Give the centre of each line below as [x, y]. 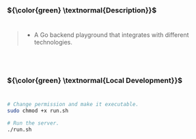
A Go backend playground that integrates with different [111, 35]
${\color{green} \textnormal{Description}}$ [82, 10]
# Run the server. [33, 123]
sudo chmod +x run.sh [38, 111]
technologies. [53, 42]
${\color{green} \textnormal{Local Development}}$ [95, 81]
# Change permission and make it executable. [73, 105]
